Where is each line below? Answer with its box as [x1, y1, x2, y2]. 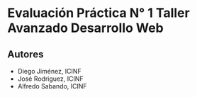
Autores [7, 48, 44, 60]
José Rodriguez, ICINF [17, 74, 84, 83]
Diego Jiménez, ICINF [17, 67, 81, 75]
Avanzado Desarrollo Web [7, 20, 164, 36]
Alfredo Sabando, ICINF [17, 82, 87, 90]
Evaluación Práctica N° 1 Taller [7, 5, 190, 21]
